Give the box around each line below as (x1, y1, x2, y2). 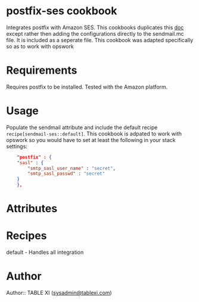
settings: (6, 143, 28, 150)
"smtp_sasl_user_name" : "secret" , (27, 165, 116, 171)
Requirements (6, 64, 77, 77)
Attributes (6, 202, 58, 215)
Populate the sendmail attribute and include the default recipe (6, 124, 158, 131)
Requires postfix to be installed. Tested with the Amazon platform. (6, 83, 168, 90)
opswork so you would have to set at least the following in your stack (6, 136, 176, 143)
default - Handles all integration (6, 248, 84, 256)
